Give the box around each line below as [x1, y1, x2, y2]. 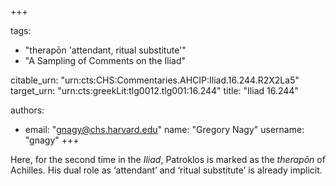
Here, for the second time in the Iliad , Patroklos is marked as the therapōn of [10, 154, 326, 165]
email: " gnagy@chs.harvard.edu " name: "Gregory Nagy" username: [24, 124, 305, 135]
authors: [10, 104, 45, 116]
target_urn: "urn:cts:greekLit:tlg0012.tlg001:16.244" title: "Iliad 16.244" [10, 85, 299, 96]
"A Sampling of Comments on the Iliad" [24, 55, 186, 66]
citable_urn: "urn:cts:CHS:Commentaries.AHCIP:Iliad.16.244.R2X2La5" [10, 74, 300, 86]
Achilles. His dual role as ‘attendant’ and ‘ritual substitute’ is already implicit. [10, 164, 323, 176]
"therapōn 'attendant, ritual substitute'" [24, 44, 187, 56]
